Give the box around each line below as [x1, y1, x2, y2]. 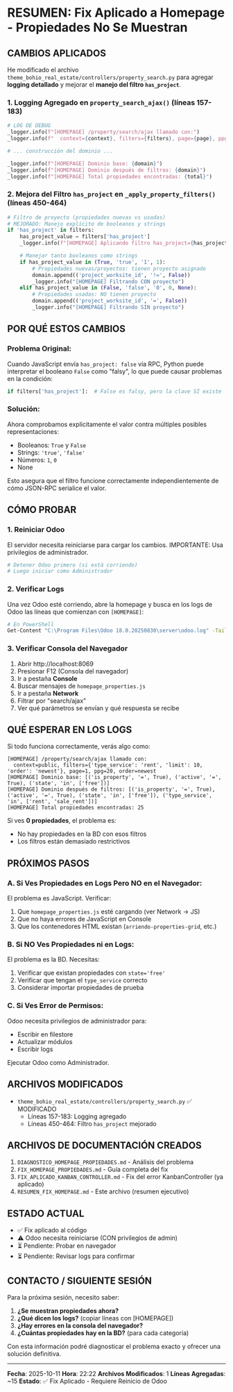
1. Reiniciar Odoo [7, 525, 65, 535]
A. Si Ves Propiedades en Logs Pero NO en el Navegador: [7, 878, 202, 888]
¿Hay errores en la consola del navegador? [17, 1321, 144, 1330]
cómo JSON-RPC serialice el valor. [7, 484, 107, 492]
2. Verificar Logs [7, 585, 64, 594]
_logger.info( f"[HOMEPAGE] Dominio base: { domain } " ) [7, 160, 163, 167]
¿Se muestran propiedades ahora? [17, 1307, 119, 1315]
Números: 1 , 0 [17, 455, 58, 464]
